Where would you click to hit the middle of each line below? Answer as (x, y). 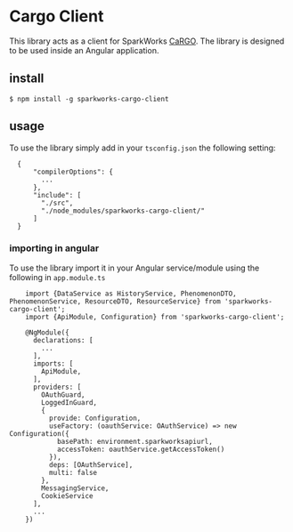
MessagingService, (75, 488)
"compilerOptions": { (73, 172)
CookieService (67, 496)
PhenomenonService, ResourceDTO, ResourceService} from (115, 301)
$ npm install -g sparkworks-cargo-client (89, 99)
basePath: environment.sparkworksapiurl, (135, 441)
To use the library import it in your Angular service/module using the (134, 268)
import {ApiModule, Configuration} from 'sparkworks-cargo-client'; (155, 317)
